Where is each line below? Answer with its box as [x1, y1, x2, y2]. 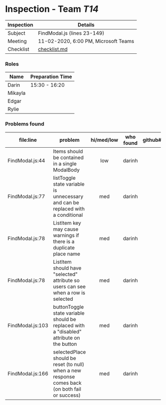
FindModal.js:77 [7, 193, 45, 200]
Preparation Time [30, 73, 73, 80]
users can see [53, 283, 86, 290]
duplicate [53, 244, 75, 251]
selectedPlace [53, 348, 86, 355]
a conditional [53, 211, 83, 218]
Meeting [7, 38, 27, 44]
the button [53, 340, 78, 347]
